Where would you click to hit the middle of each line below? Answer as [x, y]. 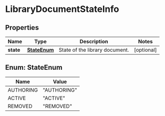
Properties [22, 28]
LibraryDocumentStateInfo [62, 9]
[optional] [145, 50]
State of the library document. [94, 50]
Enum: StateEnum [34, 67]
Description [94, 42]
